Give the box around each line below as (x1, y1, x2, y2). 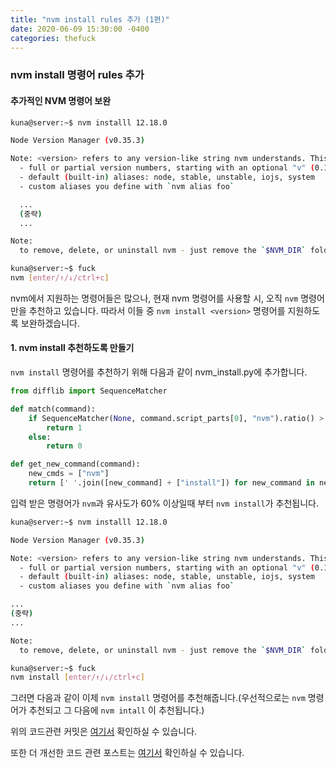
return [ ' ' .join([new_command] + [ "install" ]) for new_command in (28, 478, 315, 488)
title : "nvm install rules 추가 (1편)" (10, 14, 170, 25)
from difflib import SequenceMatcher (10, 386, 168, 396)
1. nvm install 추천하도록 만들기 (10, 342, 135, 354)
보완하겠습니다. (20, 317, 81, 329)
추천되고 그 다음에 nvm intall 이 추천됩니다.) (28, 704, 205, 716)
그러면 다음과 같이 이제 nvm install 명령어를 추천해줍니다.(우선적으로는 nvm (10, 692, 306, 704)
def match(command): (10, 404, 97, 414)
